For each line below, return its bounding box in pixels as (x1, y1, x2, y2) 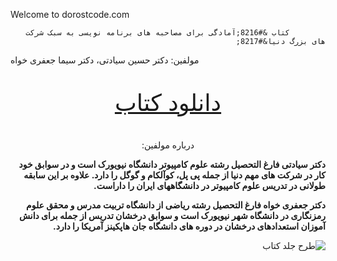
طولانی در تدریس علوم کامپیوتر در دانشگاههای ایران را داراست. (93, 180, 326, 191)
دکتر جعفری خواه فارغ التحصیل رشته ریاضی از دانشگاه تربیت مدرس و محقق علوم (25, 199, 326, 211)
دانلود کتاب (114, 88, 222, 117)
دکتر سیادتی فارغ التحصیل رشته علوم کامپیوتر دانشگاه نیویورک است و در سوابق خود (18, 159, 326, 170)
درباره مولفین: (141, 139, 195, 151)
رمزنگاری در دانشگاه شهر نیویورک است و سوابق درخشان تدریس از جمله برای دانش (18, 210, 326, 221)
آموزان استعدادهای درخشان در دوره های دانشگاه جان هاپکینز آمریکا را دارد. (52, 220, 326, 232)
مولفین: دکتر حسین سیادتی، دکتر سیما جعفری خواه (10, 54, 200, 66)
